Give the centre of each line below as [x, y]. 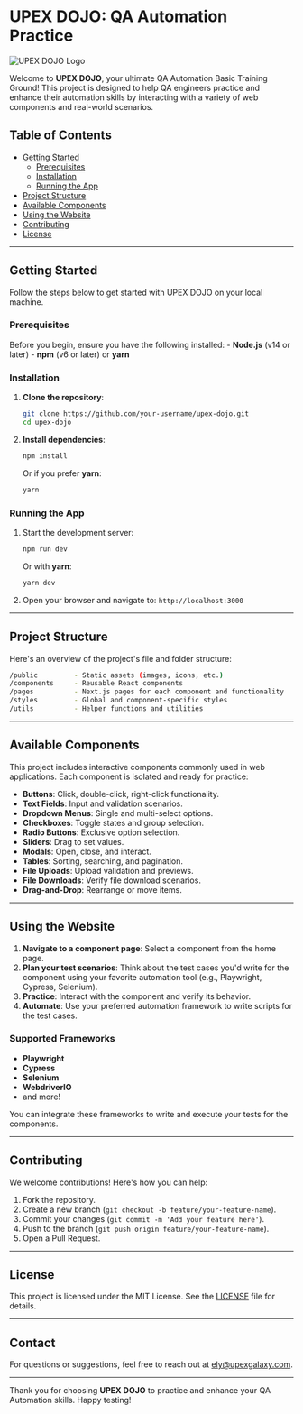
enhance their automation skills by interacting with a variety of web [134, 97]
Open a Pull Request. [61, 1238]
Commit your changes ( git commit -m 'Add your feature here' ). [143, 1218]
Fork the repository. [59, 1199]
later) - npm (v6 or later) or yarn [69, 354]
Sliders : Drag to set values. [73, 841]
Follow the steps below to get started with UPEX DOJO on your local [136, 292]
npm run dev [45, 549]
